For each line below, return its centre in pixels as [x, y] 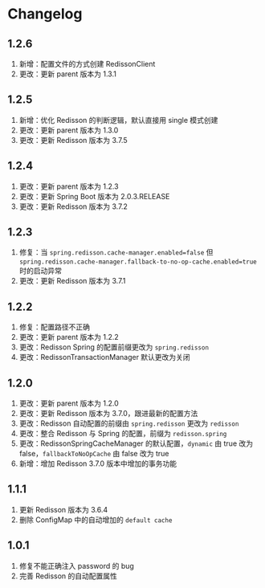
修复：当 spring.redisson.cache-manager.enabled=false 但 [116, 252]
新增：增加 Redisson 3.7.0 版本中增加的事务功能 [98, 463]
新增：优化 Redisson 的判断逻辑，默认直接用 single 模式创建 [118, 120]
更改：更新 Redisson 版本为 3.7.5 [73, 140]
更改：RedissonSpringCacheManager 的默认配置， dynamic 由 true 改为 [136, 443]
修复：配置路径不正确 [54, 327]
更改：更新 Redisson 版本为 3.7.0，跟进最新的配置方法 [108, 414]
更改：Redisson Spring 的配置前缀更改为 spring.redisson [114, 347]
